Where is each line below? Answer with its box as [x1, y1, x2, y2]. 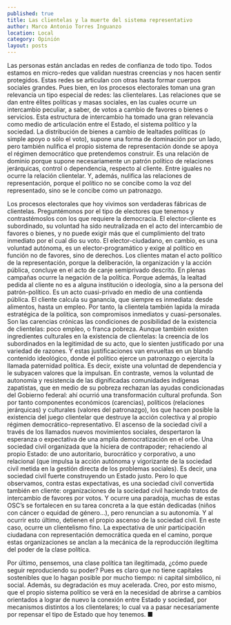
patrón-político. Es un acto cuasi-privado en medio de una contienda [7, 288, 203, 296]
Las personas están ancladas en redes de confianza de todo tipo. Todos [7, 62, 212, 69]
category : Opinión [7, 36, 60, 43]
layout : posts [7, 42, 48, 49]
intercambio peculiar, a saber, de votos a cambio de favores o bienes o [7, 105, 208, 114]
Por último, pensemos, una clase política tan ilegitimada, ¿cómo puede [7, 559, 208, 567]
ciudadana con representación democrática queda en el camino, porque [7, 531, 212, 538]
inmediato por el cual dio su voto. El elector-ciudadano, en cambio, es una [7, 237, 218, 244]
